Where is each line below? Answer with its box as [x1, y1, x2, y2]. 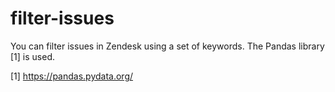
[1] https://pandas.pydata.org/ [10, 70, 134, 82]
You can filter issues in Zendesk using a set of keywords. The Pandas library [10, 40, 325, 52]
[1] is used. [10, 50, 55, 62]
